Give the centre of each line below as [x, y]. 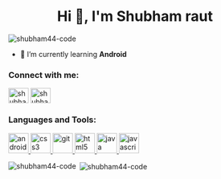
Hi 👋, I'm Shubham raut [135, 16]
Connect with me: [44, 75]
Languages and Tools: [52, 120]
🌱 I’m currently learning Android [73, 54]
